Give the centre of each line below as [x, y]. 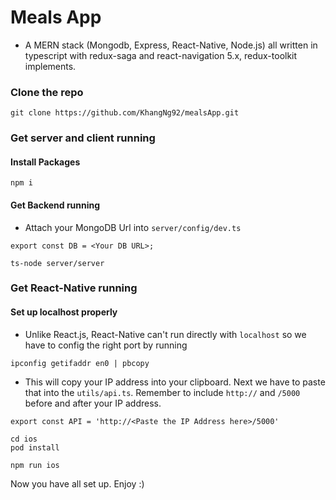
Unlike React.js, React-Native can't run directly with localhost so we [165, 334]
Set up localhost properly [64, 312]
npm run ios [35, 465]
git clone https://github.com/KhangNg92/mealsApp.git [125, 113]
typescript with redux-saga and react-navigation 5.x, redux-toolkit [161, 55]
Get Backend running [55, 205]
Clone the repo [47, 92]
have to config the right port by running [106, 345]
